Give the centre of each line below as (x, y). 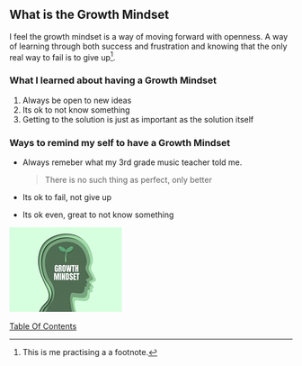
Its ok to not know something (76, 110)
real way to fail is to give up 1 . (62, 56)
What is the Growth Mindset (89, 15)
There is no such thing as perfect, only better (129, 180)
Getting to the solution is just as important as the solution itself (138, 119)
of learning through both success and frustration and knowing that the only (148, 46)
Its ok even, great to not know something (98, 215)
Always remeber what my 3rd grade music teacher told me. (132, 162)
